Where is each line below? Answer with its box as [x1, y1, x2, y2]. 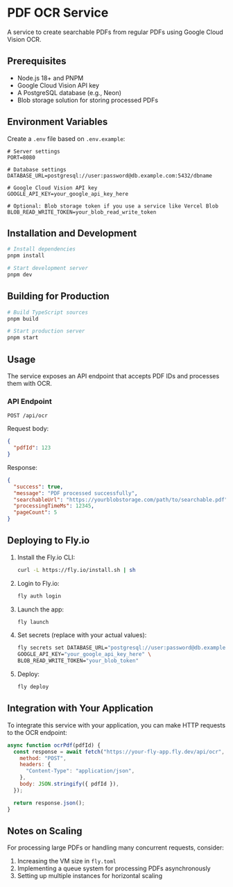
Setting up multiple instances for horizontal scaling [17, 872, 163, 880]
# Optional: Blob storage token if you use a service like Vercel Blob [7, 203, 218, 210]
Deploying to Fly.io [7, 534, 90, 546]
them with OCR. [7, 380, 52, 387]
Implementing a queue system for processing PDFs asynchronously [17, 864, 211, 872]
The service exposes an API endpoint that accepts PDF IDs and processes [7, 372, 220, 380]
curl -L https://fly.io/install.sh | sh [17, 566, 136, 573]
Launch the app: [17, 605, 64, 614]
